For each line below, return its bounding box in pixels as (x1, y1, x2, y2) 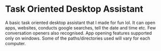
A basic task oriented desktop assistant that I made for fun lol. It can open (5, 20, 156, 25)
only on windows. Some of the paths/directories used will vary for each (5, 35, 151, 41)
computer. (5, 40, 26, 46)
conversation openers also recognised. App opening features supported (5, 30, 152, 36)
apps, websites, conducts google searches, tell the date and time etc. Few (5, 25, 157, 30)
